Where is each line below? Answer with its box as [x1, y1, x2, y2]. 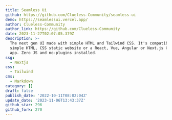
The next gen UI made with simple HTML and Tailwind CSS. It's [10, 41, 147, 46]
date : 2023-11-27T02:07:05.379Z [5, 31, 74, 36]
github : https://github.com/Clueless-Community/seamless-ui [5, 12, 137, 17]
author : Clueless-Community [5, 21, 66, 27]
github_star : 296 [5, 103, 42, 108]
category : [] [5, 83, 33, 88]
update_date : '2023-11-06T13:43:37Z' [5, 98, 86, 103]
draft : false [5, 88, 33, 93]
